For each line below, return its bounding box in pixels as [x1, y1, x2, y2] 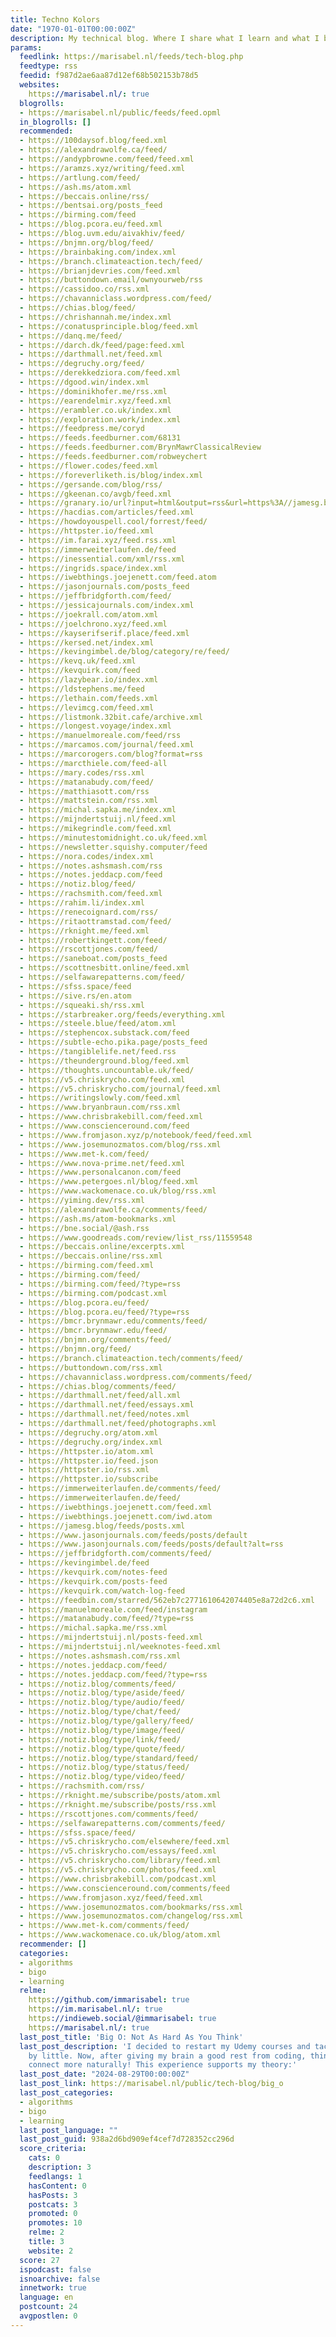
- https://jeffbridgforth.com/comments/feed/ [19, 1549, 213, 1559]
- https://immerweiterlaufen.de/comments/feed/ [19, 1484, 222, 1494]
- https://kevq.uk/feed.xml [19, 656, 137, 666]
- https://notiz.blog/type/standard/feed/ [19, 1753, 199, 1763]
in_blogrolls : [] [19, 117, 92, 127]
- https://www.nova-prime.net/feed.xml [19, 1158, 186, 1168]
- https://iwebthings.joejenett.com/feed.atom [19, 572, 217, 583]
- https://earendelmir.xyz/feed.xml [19, 396, 172, 406]
